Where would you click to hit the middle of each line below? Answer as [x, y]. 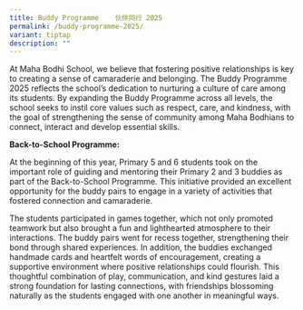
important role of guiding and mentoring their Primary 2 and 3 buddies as [146, 172]
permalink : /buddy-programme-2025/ [77, 26]
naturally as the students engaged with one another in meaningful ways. [144, 295]
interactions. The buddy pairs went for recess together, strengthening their [149, 238]
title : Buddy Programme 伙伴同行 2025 [86, 18]
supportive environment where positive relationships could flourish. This [144, 267]
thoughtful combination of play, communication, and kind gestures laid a [144, 276]
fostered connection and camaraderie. [81, 201]
